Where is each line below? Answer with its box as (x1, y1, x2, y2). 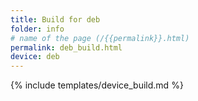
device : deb (10, 52, 60, 62)
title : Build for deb (10, 14, 101, 25)
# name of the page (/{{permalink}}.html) (10, 33, 190, 43)
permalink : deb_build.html (10, 42, 123, 53)
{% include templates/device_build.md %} (10, 79, 184, 91)
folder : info (10, 24, 65, 34)
